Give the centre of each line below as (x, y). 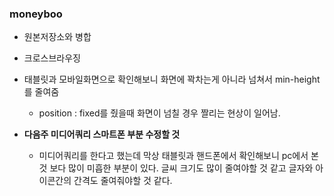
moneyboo (36, 14)
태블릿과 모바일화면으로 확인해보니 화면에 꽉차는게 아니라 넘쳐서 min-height (172, 79)
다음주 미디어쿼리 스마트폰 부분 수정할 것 (102, 134)
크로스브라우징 (52, 58)
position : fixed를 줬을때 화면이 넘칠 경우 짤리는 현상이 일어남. (159, 113)
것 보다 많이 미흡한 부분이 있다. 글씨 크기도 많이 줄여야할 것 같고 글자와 (176, 168)
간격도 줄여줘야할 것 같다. (123, 181)
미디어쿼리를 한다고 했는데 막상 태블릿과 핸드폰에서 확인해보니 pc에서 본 (178, 156)
